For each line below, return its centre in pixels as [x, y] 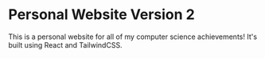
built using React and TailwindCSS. [65, 44]
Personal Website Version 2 [101, 15]
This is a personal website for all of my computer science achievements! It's [132, 37]
